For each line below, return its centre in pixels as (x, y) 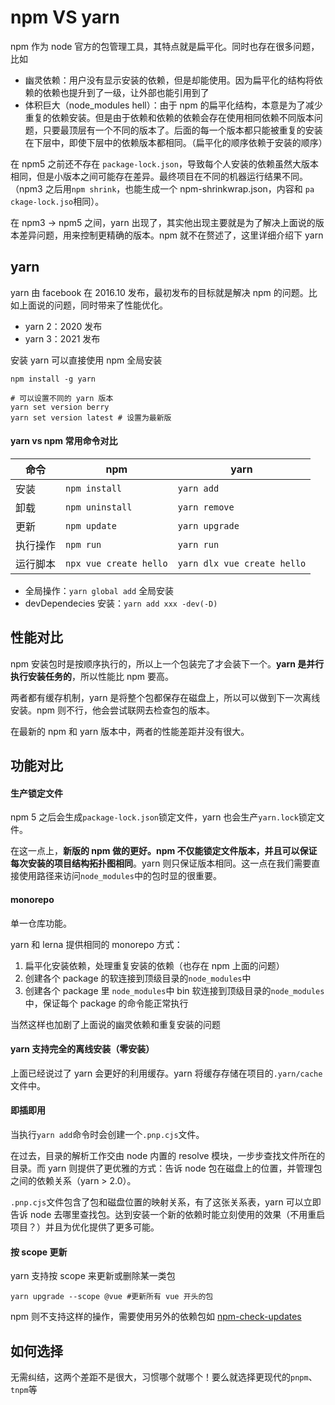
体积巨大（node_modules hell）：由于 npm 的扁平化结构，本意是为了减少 (173, 105)
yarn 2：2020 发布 (63, 326)
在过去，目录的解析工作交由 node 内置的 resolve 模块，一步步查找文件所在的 (168, 1155)
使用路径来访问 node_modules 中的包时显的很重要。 (120, 876)
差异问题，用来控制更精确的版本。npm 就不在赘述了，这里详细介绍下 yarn (171, 235)
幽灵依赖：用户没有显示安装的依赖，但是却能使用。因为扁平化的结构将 (169, 80)
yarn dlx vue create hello (242, 563)
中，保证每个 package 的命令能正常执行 (106, 1003)
